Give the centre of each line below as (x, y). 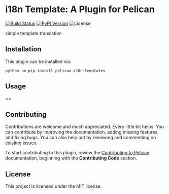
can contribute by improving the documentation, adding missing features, (82, 132)
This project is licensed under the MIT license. (54, 186)
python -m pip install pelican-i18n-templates (55, 71)
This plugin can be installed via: (38, 61)
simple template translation (33, 33)
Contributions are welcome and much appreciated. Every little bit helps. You (84, 127)
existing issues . (22, 143)
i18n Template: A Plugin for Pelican (80, 9)
